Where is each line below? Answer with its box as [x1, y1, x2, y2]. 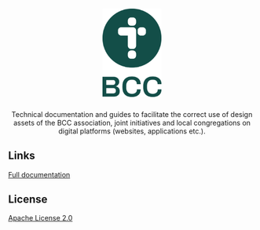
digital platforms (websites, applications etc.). [58, 126, 206, 136]
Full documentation [8, 170, 71, 179]
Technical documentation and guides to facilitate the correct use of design [11, 109, 253, 119]
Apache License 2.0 [8, 214, 73, 223]
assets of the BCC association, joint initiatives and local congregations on [13, 118, 251, 127]
